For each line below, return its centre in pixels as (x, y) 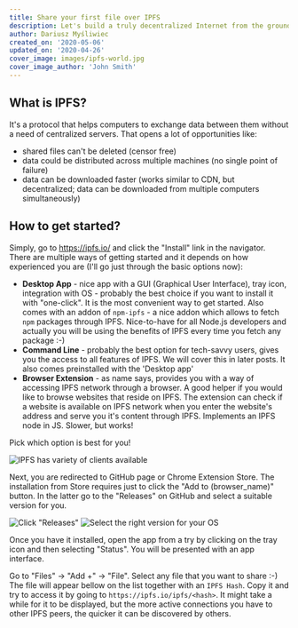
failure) (35, 170)
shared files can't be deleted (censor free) (99, 151)
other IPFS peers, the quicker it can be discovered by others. (120, 613)
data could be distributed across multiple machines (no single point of (149, 160)
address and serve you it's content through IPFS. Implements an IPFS (149, 416)
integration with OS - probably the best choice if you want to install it (148, 293)
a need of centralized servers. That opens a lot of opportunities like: (133, 133)
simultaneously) (51, 198)
